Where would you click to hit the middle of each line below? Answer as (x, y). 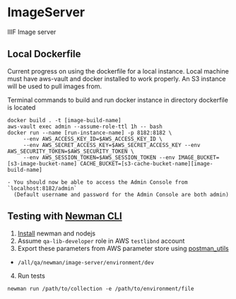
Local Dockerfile (44, 54)
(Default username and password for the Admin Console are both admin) (122, 194)
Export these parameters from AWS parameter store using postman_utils (123, 248)
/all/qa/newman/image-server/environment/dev (85, 262)
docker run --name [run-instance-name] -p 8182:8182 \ (90, 133)
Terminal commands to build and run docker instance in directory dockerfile (118, 100)
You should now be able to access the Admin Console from (101, 182)
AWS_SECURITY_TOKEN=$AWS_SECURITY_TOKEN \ (71, 151)
